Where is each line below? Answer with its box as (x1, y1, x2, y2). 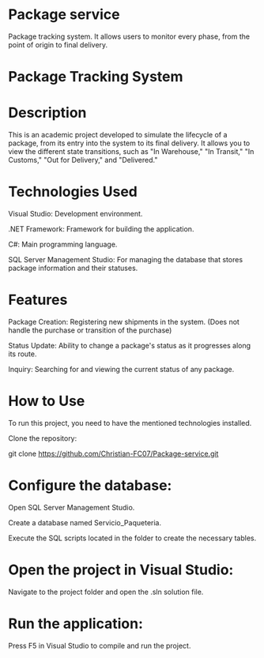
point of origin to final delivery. (8, 39, 108, 49)
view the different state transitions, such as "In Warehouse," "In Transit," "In (8, 147, 255, 156)
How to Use (8, 393, 85, 410)
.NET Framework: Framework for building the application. (8, 224, 194, 234)
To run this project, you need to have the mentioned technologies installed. (8, 418, 252, 427)
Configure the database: (8, 476, 172, 494)
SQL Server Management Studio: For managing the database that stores (8, 255, 243, 264)
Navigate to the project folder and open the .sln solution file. (8, 587, 204, 596)
